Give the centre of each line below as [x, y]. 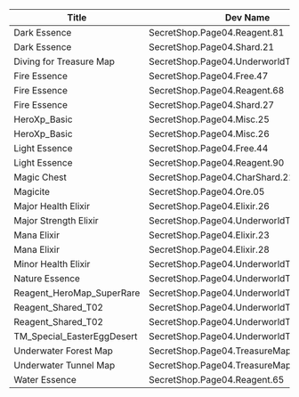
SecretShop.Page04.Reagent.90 [216, 162]
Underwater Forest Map [64, 351]
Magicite [32, 192]
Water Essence [45, 380]
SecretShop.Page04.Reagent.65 [216, 380]
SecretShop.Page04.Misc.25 [209, 119]
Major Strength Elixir [57, 220]
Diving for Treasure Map [65, 61]
